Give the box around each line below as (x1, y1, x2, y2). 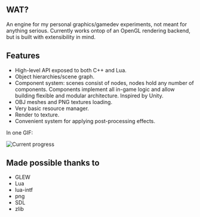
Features (6, 51, 40, 61)
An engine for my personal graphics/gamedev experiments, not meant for (6, 20, 187, 27)
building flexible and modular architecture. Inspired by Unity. (14, 92, 164, 99)
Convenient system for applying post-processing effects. (14, 117, 156, 124)
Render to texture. (14, 111, 60, 118)
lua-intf (14, 187, 33, 194)
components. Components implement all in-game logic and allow (14, 85, 175, 93)
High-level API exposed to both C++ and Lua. (14, 66, 127, 74)
